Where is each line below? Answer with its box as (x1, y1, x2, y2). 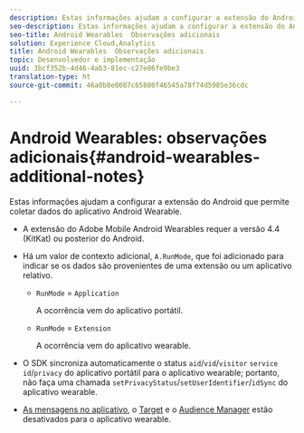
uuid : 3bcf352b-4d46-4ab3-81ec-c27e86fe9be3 (9, 64, 180, 73)
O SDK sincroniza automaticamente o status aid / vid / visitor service (22, 357, 279, 368)
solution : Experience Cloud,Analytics (9, 38, 156, 48)
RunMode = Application (35, 287, 119, 298)
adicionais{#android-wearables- (9, 147, 261, 168)
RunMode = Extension (35, 322, 111, 333)
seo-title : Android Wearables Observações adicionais (9, 30, 221, 39)
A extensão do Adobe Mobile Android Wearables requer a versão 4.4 (22, 223, 280, 234)
